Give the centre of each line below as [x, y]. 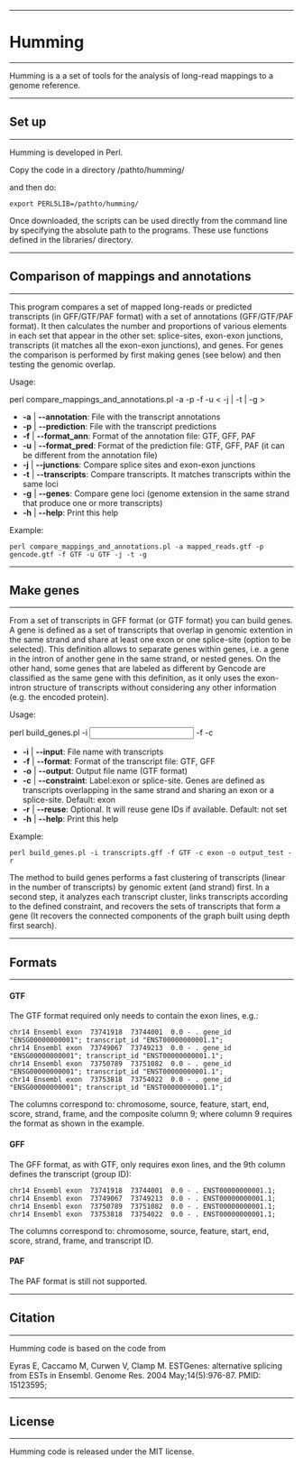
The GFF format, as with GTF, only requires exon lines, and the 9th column [147, 1164]
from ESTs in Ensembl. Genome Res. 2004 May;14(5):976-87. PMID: [135, 1375]
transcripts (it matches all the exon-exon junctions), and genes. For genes [147, 345]
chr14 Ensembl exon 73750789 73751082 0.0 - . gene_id [120, 1064]
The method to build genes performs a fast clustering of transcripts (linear [147, 878]
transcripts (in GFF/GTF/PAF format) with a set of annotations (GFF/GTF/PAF [151, 316]
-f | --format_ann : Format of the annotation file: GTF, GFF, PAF [139, 436]
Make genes [45, 590]
